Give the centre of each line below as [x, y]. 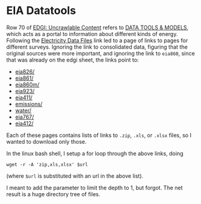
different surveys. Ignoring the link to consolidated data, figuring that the [97, 47]
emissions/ [29, 104]
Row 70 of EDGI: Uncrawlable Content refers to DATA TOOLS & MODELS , [97, 27]
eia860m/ [27, 84]
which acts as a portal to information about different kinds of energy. [92, 33]
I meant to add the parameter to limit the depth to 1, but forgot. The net [95, 188]
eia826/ [25, 71]
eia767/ [25, 117]
